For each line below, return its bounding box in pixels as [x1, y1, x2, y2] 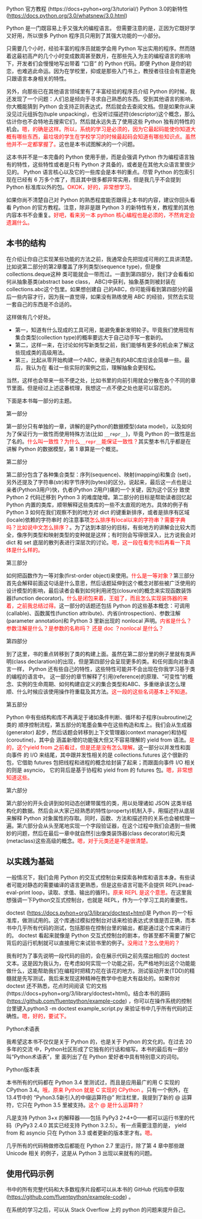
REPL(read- [165, 881, 194, 888]
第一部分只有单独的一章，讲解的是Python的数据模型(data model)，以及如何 [6, 423, 192, 430]
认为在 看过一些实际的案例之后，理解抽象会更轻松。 [31, 364, 159, 371]
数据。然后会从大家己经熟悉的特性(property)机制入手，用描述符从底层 [22, 807, 195, 814]
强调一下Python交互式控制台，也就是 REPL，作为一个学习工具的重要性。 [11, 896, 191, 903]
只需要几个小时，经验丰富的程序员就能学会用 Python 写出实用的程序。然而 [6, 45, 191, 52]
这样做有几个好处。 [6, 313, 54, 321]
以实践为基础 [6, 857, 54, 867]
